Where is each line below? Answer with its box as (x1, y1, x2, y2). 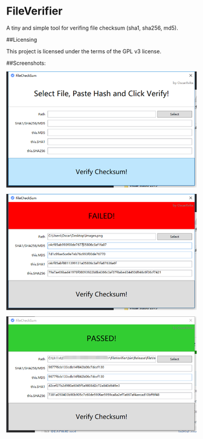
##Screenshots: (6, 59, 47, 67)
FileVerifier (6, 4, 63, 18)
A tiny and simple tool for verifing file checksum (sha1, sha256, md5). (6, 24, 178, 31)
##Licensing (6, 36, 37, 43)
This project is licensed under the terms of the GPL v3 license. (6, 47, 162, 55)
